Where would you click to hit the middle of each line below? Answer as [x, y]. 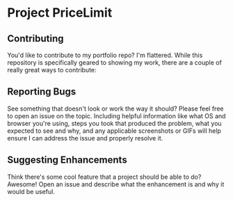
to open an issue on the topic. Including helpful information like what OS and [116, 115]
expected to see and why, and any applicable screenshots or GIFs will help [114, 131]
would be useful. [31, 191]
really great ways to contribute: [52, 70]
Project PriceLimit [60, 13]
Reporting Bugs [42, 92]
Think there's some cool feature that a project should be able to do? [104, 177]
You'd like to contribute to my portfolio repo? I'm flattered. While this [105, 55]
